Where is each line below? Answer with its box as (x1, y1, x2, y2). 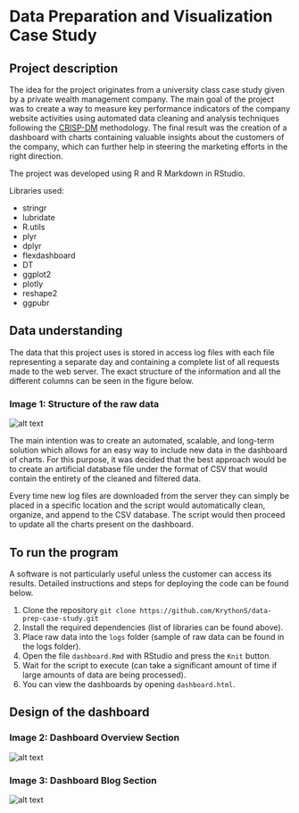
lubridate (21, 212, 55, 222)
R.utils (21, 221, 46, 232)
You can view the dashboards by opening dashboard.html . (21, 678, 236, 689)
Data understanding (9, 323, 123, 338)
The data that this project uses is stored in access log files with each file (9, 346, 275, 358)
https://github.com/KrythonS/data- (139, 606, 272, 615)
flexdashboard (21, 250, 76, 261)
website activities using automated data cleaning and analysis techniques (9, 113, 279, 123)
